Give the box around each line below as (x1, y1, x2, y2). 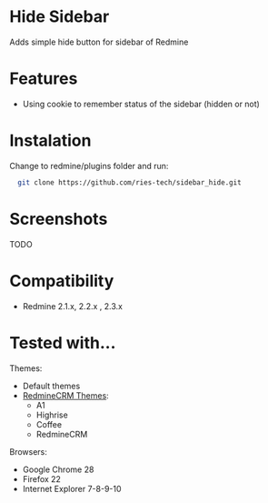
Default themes (22, 380, 81, 391)
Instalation (9, 130, 92, 151)
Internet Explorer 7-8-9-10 (22, 483, 122, 494)
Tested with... (9, 332, 116, 353)
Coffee (35, 418, 62, 429)
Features (9, 68, 78, 89)
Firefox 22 (22, 473, 62, 484)
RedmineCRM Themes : (22, 389, 109, 401)
